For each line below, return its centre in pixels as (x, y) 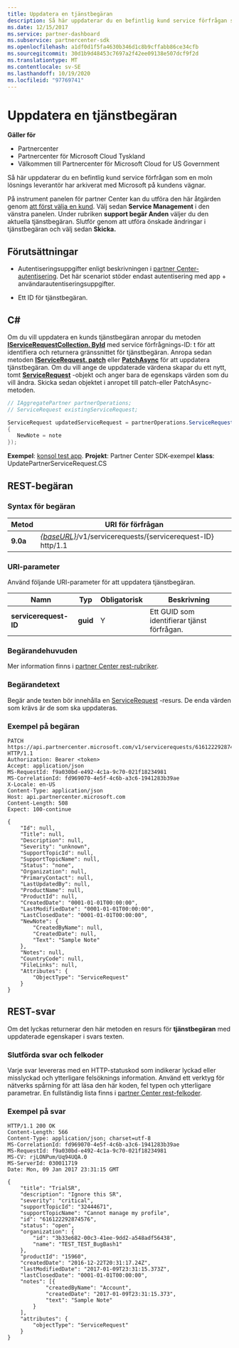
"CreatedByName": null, (68, 928)
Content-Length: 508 (38, 803)
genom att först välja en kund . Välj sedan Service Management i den (108, 206)
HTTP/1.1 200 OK (31, 1126)
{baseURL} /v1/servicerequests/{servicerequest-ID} (127, 536)
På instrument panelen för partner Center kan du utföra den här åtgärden (114, 199)
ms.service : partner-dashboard (54, 34)
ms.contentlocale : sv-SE (44, 67)
